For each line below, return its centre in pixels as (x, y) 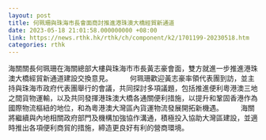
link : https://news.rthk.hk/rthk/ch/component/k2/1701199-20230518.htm (129, 38)
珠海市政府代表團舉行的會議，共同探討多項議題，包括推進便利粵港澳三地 (140, 89)
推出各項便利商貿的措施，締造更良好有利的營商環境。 (101, 128)
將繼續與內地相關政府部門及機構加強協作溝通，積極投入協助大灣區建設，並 (129, 118)
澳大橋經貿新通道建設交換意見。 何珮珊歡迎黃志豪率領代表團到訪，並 (128, 78)
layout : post (30, 15)
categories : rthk (37, 45)
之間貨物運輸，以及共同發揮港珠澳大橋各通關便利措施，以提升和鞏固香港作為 (133, 98)
